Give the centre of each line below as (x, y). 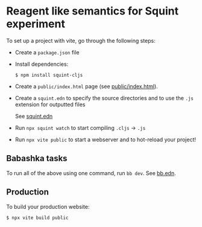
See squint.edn (34, 116)
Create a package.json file (47, 52)
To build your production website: (48, 206)
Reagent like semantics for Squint (93, 11)
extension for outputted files (50, 104)
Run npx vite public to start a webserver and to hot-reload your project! (106, 139)
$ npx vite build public (37, 218)
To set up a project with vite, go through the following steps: (81, 40)
